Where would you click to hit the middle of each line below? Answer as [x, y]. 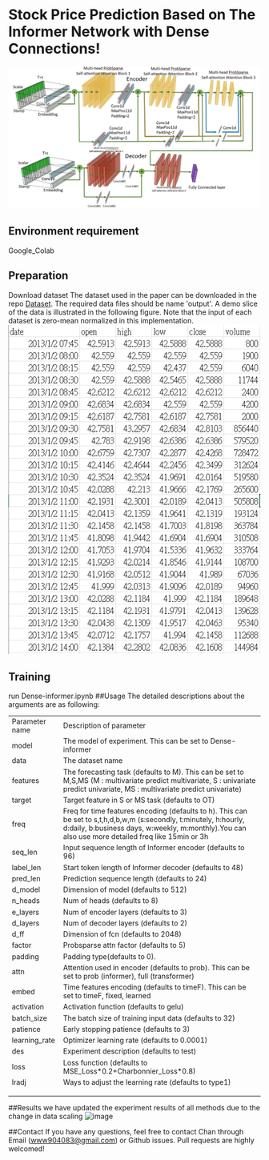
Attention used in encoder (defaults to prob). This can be [157, 967]
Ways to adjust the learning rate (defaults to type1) [147, 1082]
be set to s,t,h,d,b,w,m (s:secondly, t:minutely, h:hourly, [154, 820]
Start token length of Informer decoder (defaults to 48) [153, 867]
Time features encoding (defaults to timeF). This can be [155, 987]
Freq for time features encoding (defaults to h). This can [155, 811]
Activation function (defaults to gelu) [123, 1007]
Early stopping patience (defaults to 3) [126, 1029]
